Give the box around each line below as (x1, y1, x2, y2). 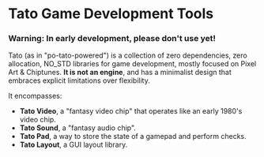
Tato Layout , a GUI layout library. (19, 140, 128, 150)
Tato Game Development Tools (8, 5, 214, 23)
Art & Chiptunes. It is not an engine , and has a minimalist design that (8, 68, 232, 77)
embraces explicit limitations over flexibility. (8, 76, 150, 85)
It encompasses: (8, 92, 62, 101)
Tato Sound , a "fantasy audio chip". (19, 123, 137, 133)
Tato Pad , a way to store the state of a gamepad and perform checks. (19, 132, 247, 141)
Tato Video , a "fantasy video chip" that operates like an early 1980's (19, 107, 243, 116)
